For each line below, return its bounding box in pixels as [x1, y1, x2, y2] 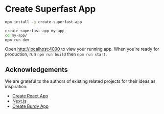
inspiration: [5, 84, 28, 90]
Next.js [12, 98, 27, 104]
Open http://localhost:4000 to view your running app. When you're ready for [5, 46, 160, 52]
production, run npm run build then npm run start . [5, 51, 107, 57]
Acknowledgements [5, 65, 68, 74]
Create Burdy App [12, 103, 49, 109]
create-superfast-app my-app [5, 28, 65, 33]
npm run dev [5, 38, 29, 42]
